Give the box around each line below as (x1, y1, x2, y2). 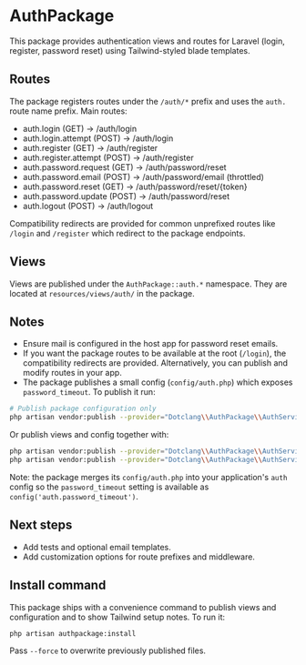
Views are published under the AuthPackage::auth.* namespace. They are (9, 278, 288, 289)
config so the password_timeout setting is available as (9, 481, 209, 492)
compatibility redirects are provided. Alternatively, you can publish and (22, 358, 289, 368)
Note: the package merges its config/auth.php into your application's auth (9, 471, 288, 482)
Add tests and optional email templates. (22, 541, 171, 552)
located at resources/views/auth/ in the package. (9, 287, 196, 298)
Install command (9, 578, 107, 593)
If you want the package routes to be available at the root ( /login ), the (22, 348, 287, 359)
